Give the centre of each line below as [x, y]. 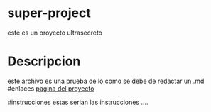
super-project [49, 13]
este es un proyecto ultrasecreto [55, 33]
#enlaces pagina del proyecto [51, 88]
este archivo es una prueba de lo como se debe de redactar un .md [106, 81]
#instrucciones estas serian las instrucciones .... [78, 102]
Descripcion [44, 61]
